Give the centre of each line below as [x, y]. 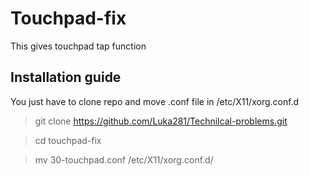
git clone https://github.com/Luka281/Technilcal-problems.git [161, 121]
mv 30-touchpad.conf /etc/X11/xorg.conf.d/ [124, 159]
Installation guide [66, 77]
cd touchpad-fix [68, 140]
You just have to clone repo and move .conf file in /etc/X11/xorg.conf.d [155, 101]
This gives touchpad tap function [78, 46]
